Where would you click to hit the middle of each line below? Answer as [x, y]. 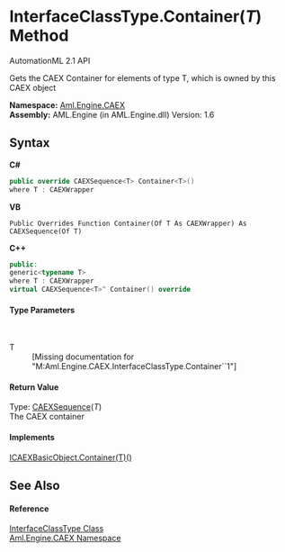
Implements [32, 437]
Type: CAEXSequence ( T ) [56, 407]
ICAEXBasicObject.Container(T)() [71, 457]
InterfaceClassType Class [57, 529]
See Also [35, 485]
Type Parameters [42, 310]
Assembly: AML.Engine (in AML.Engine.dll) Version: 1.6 [112, 114]
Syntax [30, 143]
